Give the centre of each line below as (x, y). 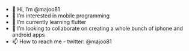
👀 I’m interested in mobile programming (61, 16)
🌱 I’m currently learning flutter (49, 22)
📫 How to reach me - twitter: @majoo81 (62, 41)
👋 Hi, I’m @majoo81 (36, 9)
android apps (28, 35)
